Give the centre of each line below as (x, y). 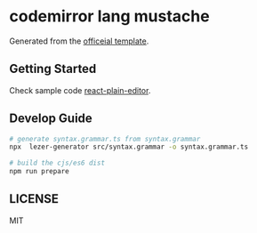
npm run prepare (39, 172)
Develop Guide (51, 119)
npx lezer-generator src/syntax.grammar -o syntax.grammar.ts (129, 147)
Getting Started (53, 69)
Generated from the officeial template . (79, 41)
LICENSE (34, 199)
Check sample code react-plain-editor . (80, 90)
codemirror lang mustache (110, 16)
